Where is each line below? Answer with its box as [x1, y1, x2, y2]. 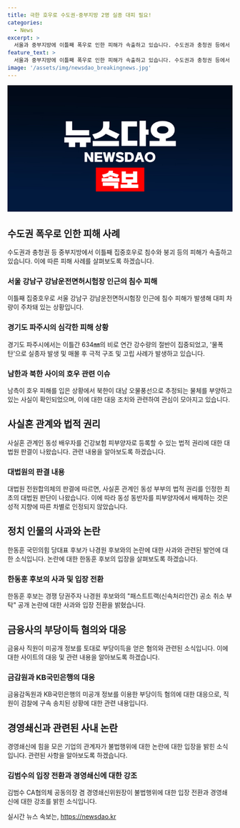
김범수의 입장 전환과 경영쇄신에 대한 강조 [7, 771, 138, 781]
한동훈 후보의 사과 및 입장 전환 [7, 574, 104, 584]
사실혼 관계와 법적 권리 [7, 418, 101, 430]
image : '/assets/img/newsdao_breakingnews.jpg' [7, 64, 152, 71]
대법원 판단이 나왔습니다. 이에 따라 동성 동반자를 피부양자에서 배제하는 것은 [20, 494, 229, 502]
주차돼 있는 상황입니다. [20, 303, 84, 311]
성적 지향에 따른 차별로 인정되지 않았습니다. [7, 502, 128, 511]
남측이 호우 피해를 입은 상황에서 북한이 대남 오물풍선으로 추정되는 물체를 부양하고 [7, 386, 233, 394]
